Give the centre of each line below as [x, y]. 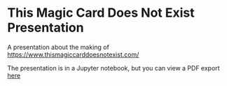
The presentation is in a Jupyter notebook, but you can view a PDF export [113, 68]
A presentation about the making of [59, 47]
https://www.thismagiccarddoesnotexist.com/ [73, 55]
